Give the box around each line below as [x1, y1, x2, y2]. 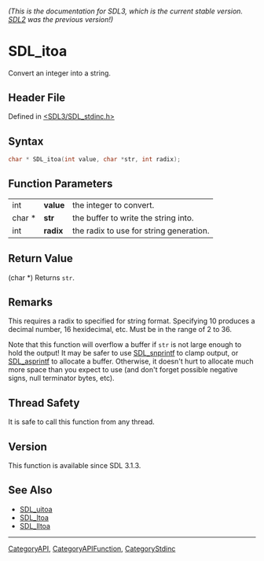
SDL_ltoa [19, 512, 49, 522]
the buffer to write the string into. [71, 212, 194, 223]
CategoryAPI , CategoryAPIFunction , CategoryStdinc [8, 544, 176, 553]
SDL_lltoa [19, 521, 51, 530]
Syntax [8, 135, 44, 148]
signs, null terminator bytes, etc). [8, 374, 115, 383]
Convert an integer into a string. [8, 68, 112, 78]
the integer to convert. [71, 199, 155, 210]
